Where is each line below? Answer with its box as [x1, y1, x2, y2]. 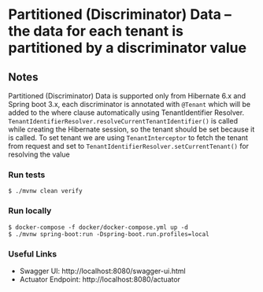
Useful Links [8, 248, 57, 259]
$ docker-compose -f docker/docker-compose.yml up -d [8, 223, 189, 231]
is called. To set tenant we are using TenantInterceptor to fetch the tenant [8, 133, 248, 142]
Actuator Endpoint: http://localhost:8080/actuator [19, 274, 181, 284]
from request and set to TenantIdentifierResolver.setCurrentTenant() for [8, 142, 250, 150]
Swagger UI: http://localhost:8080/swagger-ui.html [19, 266, 187, 275]
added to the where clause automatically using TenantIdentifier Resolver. [8, 108, 245, 117]
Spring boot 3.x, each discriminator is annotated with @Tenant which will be [8, 100, 250, 109]
